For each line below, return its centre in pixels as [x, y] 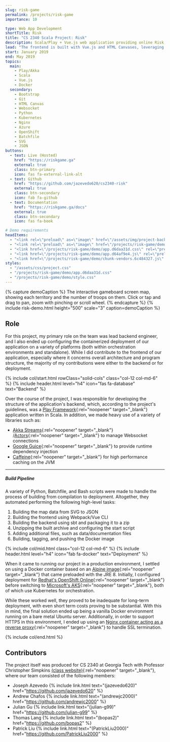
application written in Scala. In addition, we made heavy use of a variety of [83, 415]
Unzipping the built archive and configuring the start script [74, 528]
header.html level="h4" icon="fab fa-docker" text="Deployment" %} [77, 554]
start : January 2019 [27, 52]
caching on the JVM [34, 462]
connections [26, 441]
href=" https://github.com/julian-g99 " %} [55, 712]
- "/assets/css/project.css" [40, 268]
